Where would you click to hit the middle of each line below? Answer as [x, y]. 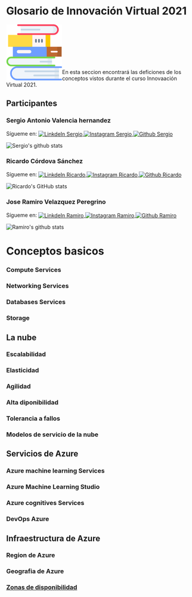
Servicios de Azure [42, 454]
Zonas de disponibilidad [42, 587]
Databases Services [36, 302]
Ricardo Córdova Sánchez [45, 161]
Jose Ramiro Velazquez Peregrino [56, 202]
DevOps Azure [28, 519]
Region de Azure [31, 555]
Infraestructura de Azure [53, 538]
